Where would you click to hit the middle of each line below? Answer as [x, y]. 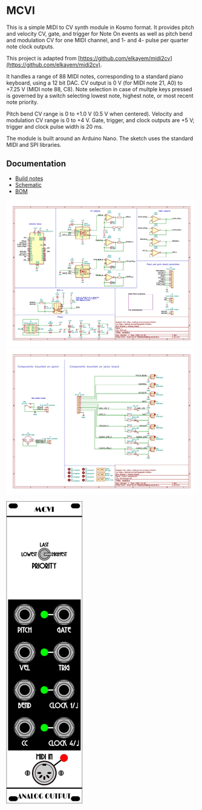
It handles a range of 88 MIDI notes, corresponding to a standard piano [95, 76]
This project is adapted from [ [43, 58]
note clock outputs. [30, 47]
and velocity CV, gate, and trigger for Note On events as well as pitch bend [99, 33]
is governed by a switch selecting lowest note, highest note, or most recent [100, 96]
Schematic [28, 184]
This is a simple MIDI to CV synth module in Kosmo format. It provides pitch [100, 27]
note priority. [22, 102]
